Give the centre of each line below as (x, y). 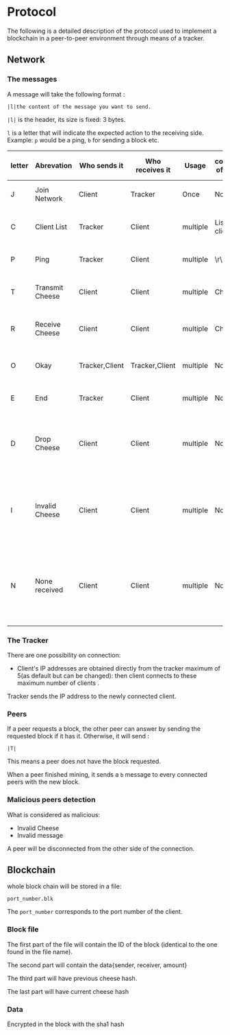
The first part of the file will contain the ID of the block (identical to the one (112, 944)
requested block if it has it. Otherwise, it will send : (78, 736)
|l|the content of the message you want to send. (79, 107)
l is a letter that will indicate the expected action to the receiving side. (105, 133)
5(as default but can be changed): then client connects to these (107, 675)
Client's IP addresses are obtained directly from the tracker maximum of (118, 668)
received (49, 590)
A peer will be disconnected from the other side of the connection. (101, 848)
